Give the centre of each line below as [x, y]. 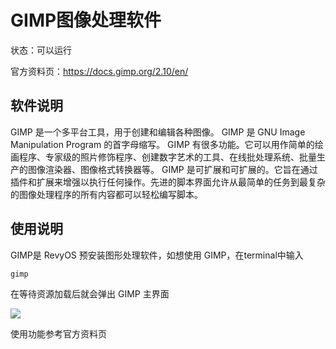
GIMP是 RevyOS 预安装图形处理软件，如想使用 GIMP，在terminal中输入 [157, 255]
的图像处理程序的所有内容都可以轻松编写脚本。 [106, 194]
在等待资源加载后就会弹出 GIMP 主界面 [90, 293]
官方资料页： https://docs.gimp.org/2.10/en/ [99, 71]
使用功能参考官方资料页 [58, 333]
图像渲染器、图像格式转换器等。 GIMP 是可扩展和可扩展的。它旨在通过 [172, 169]
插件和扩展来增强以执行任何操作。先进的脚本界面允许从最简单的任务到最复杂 [168, 182]
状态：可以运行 [41, 50]
